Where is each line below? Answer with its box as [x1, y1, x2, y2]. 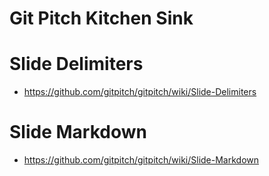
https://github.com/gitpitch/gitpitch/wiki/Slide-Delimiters [23, 86, 257, 98]
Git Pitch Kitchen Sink [9, 7, 194, 30]
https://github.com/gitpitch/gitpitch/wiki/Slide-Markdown [23, 154, 260, 166]
